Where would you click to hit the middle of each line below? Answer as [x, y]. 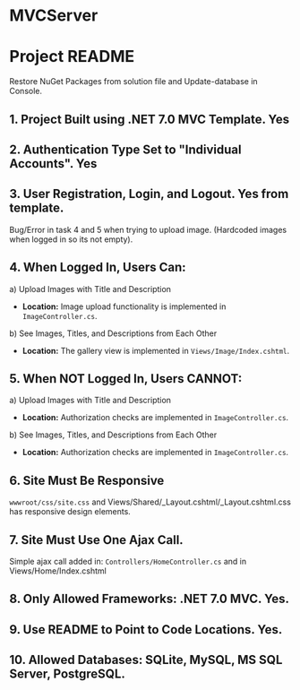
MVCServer [54, 16]
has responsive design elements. [70, 512]
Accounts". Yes [53, 164]
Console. [26, 91]
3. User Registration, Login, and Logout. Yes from [149, 194]
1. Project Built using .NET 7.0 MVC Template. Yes [149, 119]
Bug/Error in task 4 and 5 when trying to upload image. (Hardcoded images [148, 229]
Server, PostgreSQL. [67, 674]
